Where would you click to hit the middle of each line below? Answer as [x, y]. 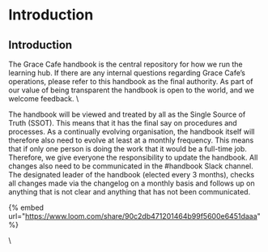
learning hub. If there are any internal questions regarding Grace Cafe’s [127, 73]
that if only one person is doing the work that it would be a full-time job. [128, 149]
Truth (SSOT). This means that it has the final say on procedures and [123, 123]
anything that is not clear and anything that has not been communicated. [130, 192]
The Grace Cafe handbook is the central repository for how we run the [125, 64]
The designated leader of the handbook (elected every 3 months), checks [132, 175]
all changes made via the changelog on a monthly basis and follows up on [132, 183]
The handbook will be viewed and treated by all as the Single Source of [127, 114]
